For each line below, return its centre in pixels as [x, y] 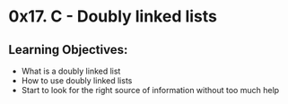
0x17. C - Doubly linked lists [113, 17]
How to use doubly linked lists [77, 81]
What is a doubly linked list [71, 71]
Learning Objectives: [68, 50]
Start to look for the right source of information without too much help [150, 90]
